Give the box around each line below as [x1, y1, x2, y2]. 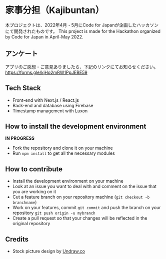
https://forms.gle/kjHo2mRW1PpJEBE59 [5, 69, 87, 75]
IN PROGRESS [5, 135, 35, 141]
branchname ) [12, 199, 37, 205]
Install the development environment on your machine [12, 178, 123, 184]
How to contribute [5, 165, 63, 173]
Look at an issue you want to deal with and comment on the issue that [12, 183, 156, 190]
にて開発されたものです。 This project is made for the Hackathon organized [5, 28, 161, 34]
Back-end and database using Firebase [12, 102, 93, 108]
